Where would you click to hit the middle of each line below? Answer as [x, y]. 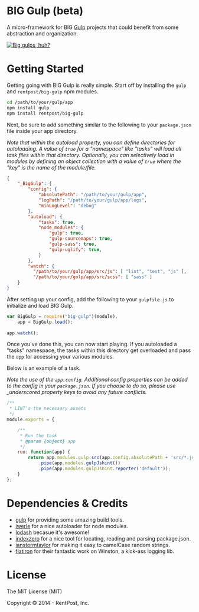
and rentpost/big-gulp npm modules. [53, 91]
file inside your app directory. [43, 131]
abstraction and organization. [43, 33]
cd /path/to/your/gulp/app [40, 102]
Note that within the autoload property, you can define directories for [91, 142]
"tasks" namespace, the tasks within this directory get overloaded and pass [99, 350]
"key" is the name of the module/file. [51, 167]
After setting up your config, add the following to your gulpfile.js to [90, 299]
